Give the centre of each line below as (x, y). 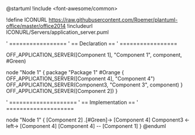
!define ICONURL (27, 20)
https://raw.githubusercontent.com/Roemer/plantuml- (113, 20)
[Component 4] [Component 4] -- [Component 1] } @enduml (93, 126)
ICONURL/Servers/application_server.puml (58, 32)
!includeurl (80, 26)
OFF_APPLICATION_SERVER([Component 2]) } (62, 91)
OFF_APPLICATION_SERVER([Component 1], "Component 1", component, (94, 55)
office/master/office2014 (36, 26)
